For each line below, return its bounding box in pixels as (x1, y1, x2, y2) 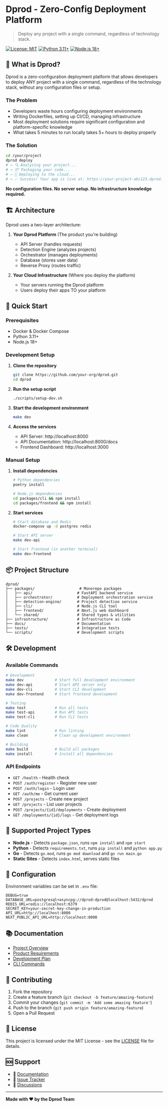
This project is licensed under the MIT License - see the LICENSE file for (5, 1038, 154, 1044)
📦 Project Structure (5, 566, 69, 575)
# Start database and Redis (12, 519, 71, 524)
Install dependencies (12, 468, 58, 474)
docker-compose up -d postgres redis (12, 524, 92, 529)
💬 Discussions (12, 1081, 42, 1087)
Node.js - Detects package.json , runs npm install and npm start (12, 840, 146, 846)
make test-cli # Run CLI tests (5, 715, 89, 720)
